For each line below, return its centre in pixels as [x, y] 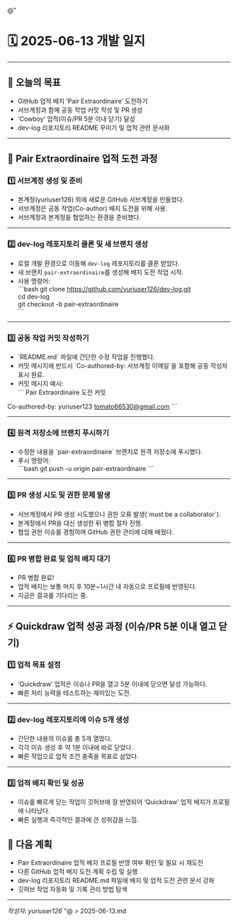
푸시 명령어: [34, 461]
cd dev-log [33, 296]
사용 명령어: [34, 281]
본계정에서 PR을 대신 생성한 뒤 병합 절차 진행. [80, 523]
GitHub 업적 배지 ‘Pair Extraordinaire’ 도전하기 [83, 101]
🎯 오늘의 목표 [34, 83]
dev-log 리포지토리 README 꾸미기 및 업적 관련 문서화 [93, 128]
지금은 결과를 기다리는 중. [53, 595]
